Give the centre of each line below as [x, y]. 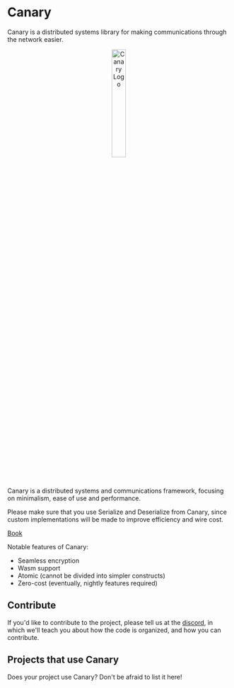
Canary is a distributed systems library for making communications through [117, 32]
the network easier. [35, 39]
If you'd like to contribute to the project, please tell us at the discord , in [110, 622]
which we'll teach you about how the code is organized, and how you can [114, 630]
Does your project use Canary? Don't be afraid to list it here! [95, 677]
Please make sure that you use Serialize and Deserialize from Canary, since [117, 512]
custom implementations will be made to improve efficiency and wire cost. [116, 519]
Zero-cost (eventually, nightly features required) [87, 583]
